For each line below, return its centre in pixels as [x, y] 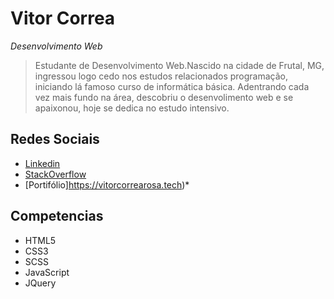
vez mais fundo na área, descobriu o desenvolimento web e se [164, 97]
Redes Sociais [55, 139]
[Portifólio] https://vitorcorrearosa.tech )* [107, 184]
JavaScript [47, 272]
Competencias [57, 216]
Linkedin [42, 163]
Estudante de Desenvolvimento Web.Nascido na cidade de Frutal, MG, [179, 65]
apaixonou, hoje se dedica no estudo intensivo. [132, 108]
